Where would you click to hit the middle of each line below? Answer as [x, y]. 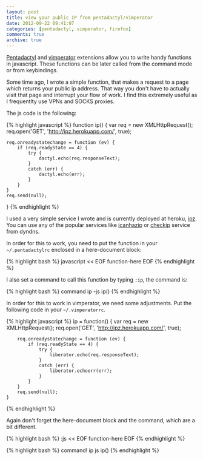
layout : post [23, 12]
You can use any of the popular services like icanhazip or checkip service [98, 225]
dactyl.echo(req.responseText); [79, 158]
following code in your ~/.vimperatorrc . [56, 309]
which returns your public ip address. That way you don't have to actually [98, 88]
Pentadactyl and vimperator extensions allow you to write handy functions [99, 57]
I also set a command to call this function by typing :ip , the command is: [97, 279]
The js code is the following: [42, 113]
